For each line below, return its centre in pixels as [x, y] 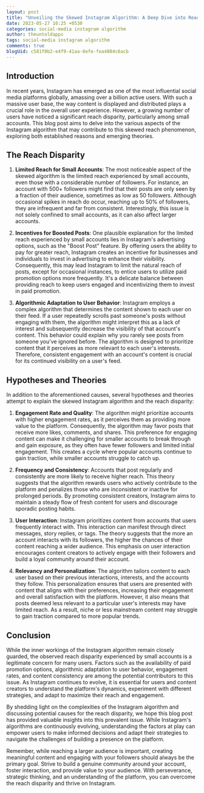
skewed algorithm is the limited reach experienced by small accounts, [102, 176]
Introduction [30, 76]
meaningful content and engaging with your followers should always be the [100, 757]
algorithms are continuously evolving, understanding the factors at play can [101, 726]
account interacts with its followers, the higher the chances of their [99, 540]
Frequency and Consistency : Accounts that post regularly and [94, 470]
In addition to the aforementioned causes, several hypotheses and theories [100, 395]
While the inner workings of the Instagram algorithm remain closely [90, 650]
